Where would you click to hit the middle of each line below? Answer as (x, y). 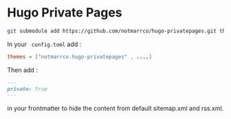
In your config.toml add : (44, 44)
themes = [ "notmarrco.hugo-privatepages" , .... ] (80, 56)
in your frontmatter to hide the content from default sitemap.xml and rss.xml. (115, 109)
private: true (27, 89)
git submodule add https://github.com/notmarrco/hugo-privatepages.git (112, 31)
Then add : (22, 69)
